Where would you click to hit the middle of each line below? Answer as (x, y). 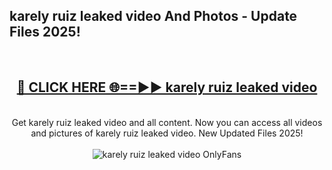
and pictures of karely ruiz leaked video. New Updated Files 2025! (167, 133)
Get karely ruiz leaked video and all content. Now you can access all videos (167, 122)
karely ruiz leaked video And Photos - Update (153, 16)
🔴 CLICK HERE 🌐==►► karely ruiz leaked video (167, 87)
